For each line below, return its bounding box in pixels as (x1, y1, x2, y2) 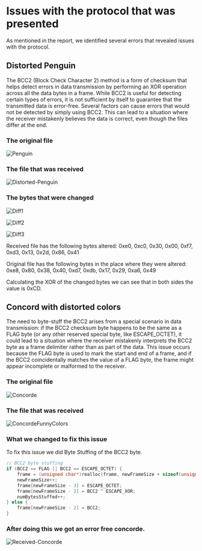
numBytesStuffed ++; (17, 494, 66, 500)
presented (6, 17, 59, 31)
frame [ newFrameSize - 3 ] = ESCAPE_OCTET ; (17, 483, 122, 489)
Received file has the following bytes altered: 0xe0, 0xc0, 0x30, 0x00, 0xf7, (6, 242, 193, 249)
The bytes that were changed (6, 193, 94, 202)
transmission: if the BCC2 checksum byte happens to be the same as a (6, 324, 182, 332)
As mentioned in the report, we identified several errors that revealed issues (6, 37, 194, 44)
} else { (6, 499, 28, 505)
